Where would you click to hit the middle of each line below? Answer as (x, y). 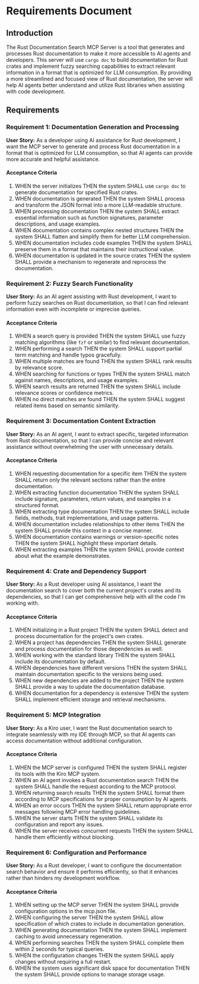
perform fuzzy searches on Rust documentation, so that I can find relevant (97, 303)
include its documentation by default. (60, 661)
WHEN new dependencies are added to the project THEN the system (99, 680)
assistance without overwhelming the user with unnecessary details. (90, 446)
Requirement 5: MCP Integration (53, 715)
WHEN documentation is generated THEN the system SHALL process (100, 198)
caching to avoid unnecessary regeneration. (69, 936)
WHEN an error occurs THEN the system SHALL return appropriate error (103, 805)
